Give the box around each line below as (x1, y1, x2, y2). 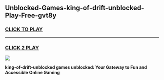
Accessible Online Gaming (5, 69, 60, 75)
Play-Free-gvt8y (5, 12, 57, 20)
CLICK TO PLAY (5, 26, 43, 33)
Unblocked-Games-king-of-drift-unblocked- (5, 4, 144, 12)
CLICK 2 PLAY (5, 44, 39, 51)
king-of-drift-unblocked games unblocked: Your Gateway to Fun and (5, 64, 147, 70)
